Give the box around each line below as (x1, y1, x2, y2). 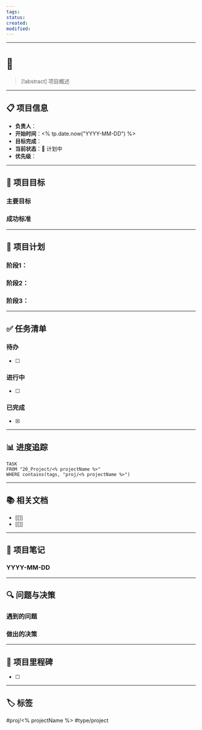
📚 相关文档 (6, 495, 49, 506)
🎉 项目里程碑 (6, 657, 53, 667)
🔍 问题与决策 (6, 590, 56, 601)
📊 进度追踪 (6, 442, 48, 452)
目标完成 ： (14, 138, 42, 144)
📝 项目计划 (6, 242, 45, 252)
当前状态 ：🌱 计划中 (14, 145, 63, 152)
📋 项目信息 (6, 103, 49, 113)
